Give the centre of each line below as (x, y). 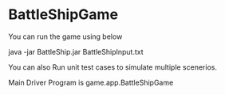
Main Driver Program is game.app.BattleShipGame (91, 82)
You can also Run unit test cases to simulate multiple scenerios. (113, 67)
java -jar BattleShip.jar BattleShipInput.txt (76, 51)
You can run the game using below (65, 36)
